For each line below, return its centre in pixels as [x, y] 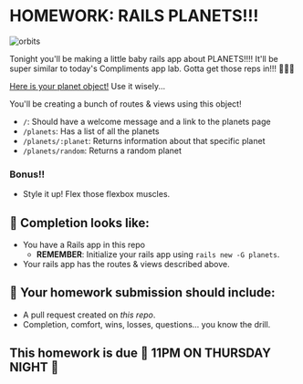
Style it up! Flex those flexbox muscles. [96, 194]
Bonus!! [27, 174]
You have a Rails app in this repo [84, 245]
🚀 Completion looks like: [80, 223]
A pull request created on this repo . [89, 315]
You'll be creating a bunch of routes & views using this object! [125, 104]
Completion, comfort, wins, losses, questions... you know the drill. [146, 324]
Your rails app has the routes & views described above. [126, 265]
